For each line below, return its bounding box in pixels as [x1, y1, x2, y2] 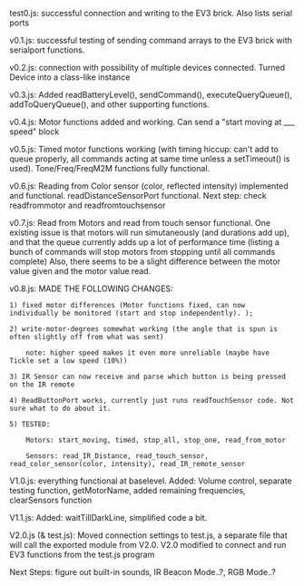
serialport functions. [9, 44, 85, 55]
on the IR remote [9, 380, 75, 389]
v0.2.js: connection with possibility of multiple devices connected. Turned [9, 63, 286, 73]
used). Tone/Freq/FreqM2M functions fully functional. [9, 163, 211, 173]
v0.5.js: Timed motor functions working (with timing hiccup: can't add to [9, 144, 279, 154]
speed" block [9, 126, 60, 137]
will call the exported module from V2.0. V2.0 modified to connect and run [9, 540, 287, 550]
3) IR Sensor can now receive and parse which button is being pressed [9, 372, 286, 381]
